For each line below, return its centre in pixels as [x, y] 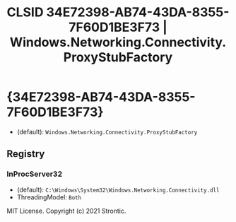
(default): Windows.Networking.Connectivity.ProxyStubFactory [107, 132]
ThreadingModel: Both [49, 197]
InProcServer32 [35, 174]
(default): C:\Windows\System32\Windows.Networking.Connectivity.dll [118, 189]
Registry [26, 154]
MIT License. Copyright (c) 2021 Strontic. [66, 211]
